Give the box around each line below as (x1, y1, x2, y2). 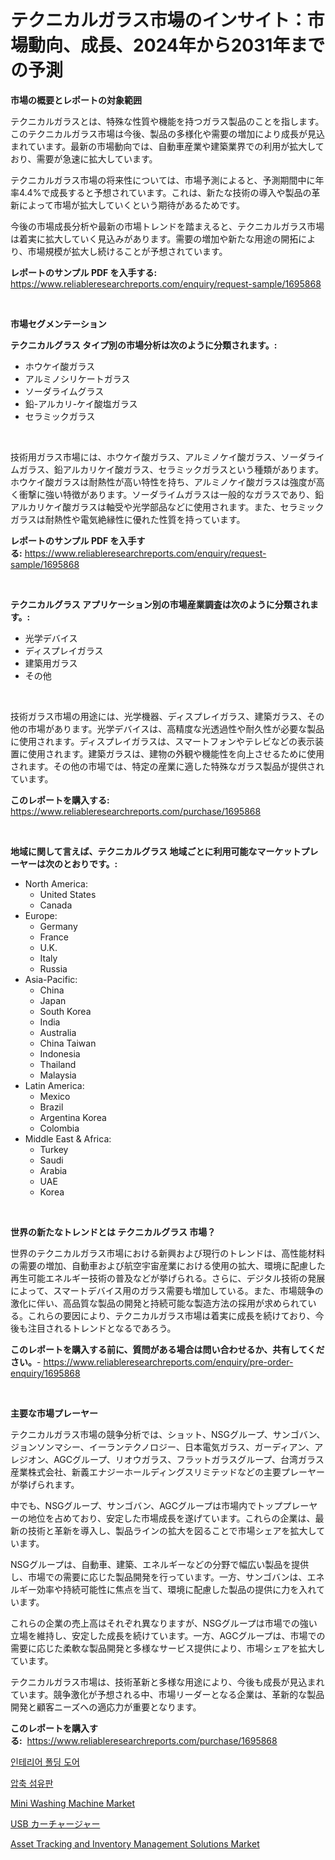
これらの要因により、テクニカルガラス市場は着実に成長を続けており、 (27, 1309, 316, 1321)
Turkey (39, 1143, 69, 1155)
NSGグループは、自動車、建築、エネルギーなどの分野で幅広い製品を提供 (10, 1558, 310, 1570)
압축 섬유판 (10, 1777, 54, 1789)
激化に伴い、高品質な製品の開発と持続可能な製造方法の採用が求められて (10, 1297, 308, 1309)
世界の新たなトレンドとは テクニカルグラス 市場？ (10, 1226, 217, 1238)
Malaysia (39, 1069, 77, 1081)
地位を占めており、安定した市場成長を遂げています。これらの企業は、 (27, 1512, 316, 1524)
